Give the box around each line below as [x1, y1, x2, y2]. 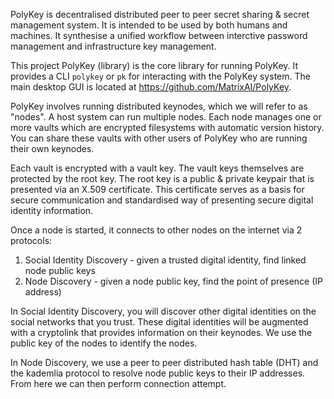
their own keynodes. [10, 143, 95, 154]
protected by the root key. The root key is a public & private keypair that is [10, 173, 315, 184]
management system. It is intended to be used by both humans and [10, 19, 288, 31]
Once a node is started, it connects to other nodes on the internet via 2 [10, 224, 303, 236]
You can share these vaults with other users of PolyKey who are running [10, 132, 308, 144]
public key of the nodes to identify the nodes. [10, 337, 198, 349]
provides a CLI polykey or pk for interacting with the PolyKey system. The [10, 70, 311, 82]
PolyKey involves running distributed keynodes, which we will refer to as [10, 100, 308, 112]
